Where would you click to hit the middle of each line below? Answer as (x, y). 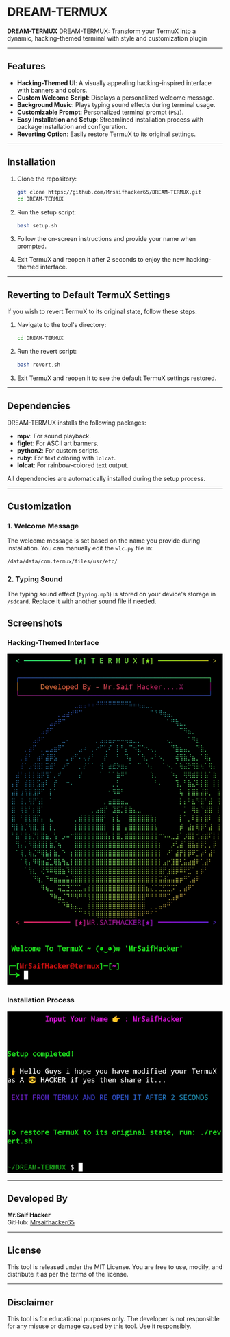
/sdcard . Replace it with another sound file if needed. (82, 601)
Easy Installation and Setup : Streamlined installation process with (110, 119)
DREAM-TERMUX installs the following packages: (77, 423)
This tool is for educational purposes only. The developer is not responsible (114, 1319)
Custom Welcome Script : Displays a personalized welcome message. (116, 98)
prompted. (31, 246)
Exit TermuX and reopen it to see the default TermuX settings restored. (117, 378)
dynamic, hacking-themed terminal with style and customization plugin (107, 38)
